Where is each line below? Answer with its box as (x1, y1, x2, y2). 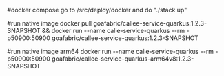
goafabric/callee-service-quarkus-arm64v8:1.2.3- (51, 55, 194, 63)
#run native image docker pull (7, 19, 92, 27)
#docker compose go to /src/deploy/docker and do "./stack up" (7, 6, 187, 14)
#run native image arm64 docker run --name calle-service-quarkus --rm (7, 48, 214, 55)
